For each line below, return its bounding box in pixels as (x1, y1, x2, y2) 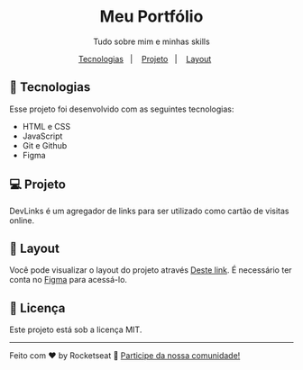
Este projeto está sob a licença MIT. (9, 324, 142, 335)
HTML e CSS (22, 121, 71, 131)
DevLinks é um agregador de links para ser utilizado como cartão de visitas (9, 205, 289, 216)
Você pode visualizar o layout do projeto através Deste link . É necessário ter (9, 265, 292, 275)
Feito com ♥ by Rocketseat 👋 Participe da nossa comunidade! (9, 350, 241, 361)
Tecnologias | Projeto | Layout (78, 53, 212, 64)
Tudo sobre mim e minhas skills (93, 36, 210, 47)
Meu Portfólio (99, 6, 204, 27)
